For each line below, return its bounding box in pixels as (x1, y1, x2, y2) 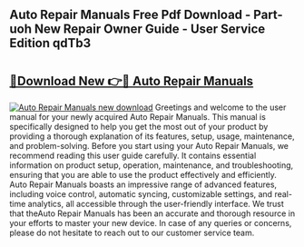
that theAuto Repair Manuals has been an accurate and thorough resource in (9, 208, 296, 219)
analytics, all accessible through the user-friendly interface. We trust (27, 199, 284, 209)
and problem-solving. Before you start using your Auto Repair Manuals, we (9, 141, 289, 151)
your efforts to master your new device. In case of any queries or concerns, (9, 218, 292, 228)
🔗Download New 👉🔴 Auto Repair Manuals (9, 73, 254, 89)
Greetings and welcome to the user (154, 102, 287, 113)
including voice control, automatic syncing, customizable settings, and (9, 189, 273, 199)
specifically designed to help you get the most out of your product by (9, 122, 269, 132)
